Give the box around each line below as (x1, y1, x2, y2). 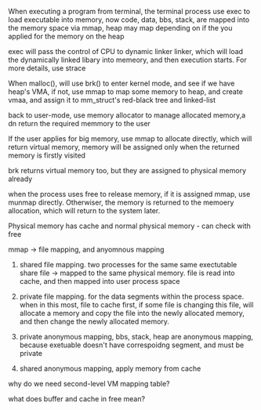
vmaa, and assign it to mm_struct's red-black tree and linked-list (8, 96, 216, 104)
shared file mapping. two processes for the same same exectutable (19, 260, 237, 269)
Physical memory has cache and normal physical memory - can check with (8, 221, 251, 230)
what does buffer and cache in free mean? (8, 394, 146, 403)
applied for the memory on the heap (8, 31, 125, 41)
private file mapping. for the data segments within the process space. (19, 292, 245, 301)
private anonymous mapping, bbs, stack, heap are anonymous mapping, (19, 332, 253, 341)
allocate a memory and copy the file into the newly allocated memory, (19, 309, 245, 317)
